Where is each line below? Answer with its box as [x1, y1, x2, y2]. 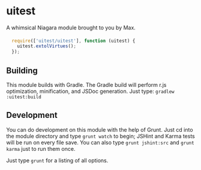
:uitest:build [6, 94, 42, 100]
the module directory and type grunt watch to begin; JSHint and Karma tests [6, 132, 195, 139]
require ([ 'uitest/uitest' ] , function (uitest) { [11, 38, 136, 44]
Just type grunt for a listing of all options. [6, 157, 109, 164]
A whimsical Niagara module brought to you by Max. [6, 24, 136, 31]
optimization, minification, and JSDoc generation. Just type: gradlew [6, 87, 175, 95]
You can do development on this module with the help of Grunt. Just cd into [6, 126, 193, 133]
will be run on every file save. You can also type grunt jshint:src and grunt [6, 139, 194, 146]
